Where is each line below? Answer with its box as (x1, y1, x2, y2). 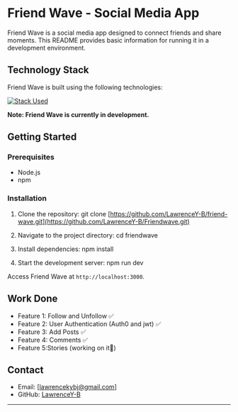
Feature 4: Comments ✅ (17, 335, 89, 344)
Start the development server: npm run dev (17, 258, 144, 267)
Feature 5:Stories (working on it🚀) (17, 343, 117, 352)
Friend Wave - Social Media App (7, 5, 200, 21)
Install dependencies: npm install (17, 245, 114, 253)
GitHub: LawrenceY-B (17, 390, 81, 399)
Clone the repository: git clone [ (17, 209, 111, 218)
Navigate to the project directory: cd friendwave (17, 230, 158, 239)
